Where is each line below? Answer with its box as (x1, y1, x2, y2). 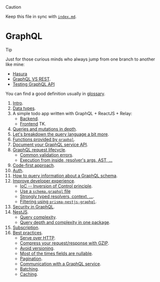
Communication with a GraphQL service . (19, 261, 102, 266)
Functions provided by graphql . (12, 136, 75, 142)
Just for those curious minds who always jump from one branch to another (5, 56, 155, 62)
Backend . (19, 116, 39, 121)
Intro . (12, 100, 23, 106)
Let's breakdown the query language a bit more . (12, 131, 109, 137)
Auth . (12, 167, 24, 173)
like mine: (5, 61, 25, 67)
